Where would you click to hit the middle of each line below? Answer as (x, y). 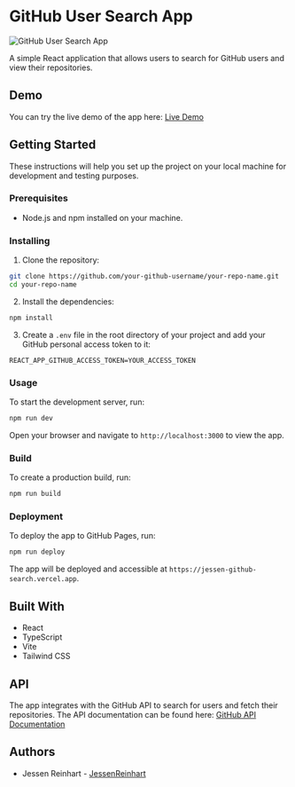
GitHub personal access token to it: (86, 344)
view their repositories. (51, 67)
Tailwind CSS (46, 656)
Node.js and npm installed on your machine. (102, 217)
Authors (32, 752)
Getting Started (53, 145)
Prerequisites (39, 199)
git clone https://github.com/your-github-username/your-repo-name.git (144, 277)
